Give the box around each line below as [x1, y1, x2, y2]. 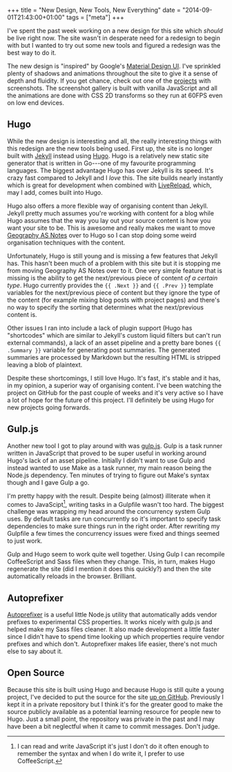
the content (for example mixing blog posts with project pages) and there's [7, 296, 220, 304]
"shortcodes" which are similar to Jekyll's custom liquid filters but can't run [7, 331, 222, 339]
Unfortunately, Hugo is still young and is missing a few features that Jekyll [7, 251, 218, 260]
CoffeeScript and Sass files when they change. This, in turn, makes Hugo [7, 557, 215, 566]
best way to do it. [7, 48, 57, 57]
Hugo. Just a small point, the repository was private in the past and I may [7, 715, 215, 723]
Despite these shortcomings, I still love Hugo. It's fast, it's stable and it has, [7, 374, 221, 382]
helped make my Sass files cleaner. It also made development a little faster [7, 625, 220, 634]
